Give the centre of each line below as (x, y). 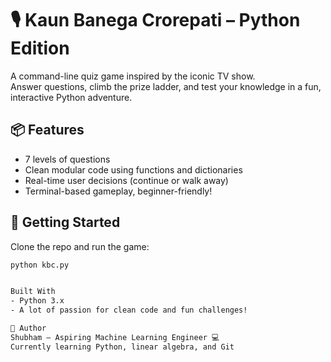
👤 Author (28, 328)
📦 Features (47, 130)
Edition (40, 48)
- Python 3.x (37, 301)
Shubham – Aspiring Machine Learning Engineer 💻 (115, 337)
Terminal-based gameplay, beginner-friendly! (118, 191)
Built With (33, 292)
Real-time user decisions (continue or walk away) (126, 180)
